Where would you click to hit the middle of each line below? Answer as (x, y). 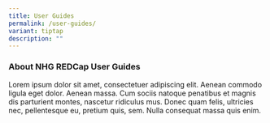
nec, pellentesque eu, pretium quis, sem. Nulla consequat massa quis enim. (135, 110)
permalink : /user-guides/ (52, 23)
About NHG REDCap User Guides (74, 67)
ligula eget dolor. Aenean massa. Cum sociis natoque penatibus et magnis (132, 93)
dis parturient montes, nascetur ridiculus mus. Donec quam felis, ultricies (131, 101)
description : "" (36, 38)
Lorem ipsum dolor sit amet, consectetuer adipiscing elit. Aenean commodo (135, 84)
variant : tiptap (36, 31)
